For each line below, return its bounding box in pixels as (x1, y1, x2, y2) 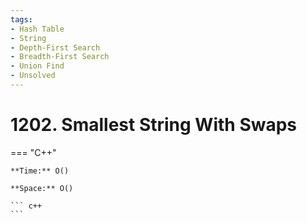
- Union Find (10, 61, 65, 71)
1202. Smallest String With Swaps (10, 114, 298, 136)
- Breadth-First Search (10, 52, 110, 62)
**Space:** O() (10, 183, 74, 193)
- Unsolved (10, 71, 56, 81)
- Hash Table (10, 24, 65, 34)
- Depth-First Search (10, 42, 101, 53)
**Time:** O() (10, 166, 70, 176)
